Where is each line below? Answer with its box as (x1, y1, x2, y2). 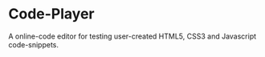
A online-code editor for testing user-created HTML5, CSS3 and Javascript (8, 31, 257, 41)
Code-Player (8, 5, 95, 23)
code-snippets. (8, 39, 59, 49)
